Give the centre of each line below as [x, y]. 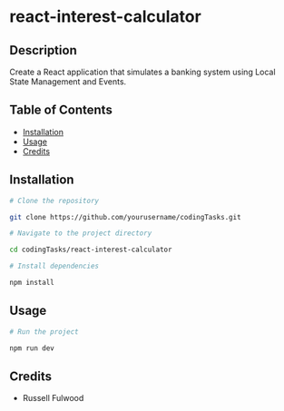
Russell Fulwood [53, 398]
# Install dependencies [54, 266]
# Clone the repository [54, 201]
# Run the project [44, 332]
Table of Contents [61, 110]
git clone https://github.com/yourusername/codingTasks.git [126, 217]
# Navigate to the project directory [81, 233]
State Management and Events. [68, 82]
